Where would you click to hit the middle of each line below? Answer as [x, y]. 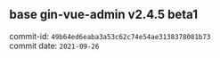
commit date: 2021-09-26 [54, 46]
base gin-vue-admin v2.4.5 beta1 [104, 15]
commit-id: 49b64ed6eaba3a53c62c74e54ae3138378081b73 [110, 36]
